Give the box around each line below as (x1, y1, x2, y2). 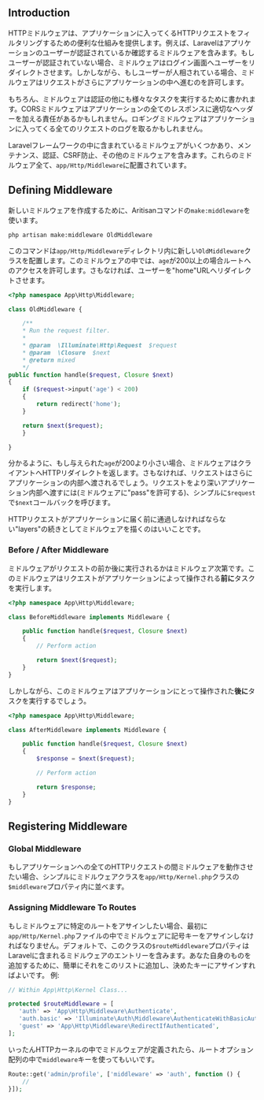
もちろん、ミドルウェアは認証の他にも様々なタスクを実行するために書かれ (8, 94, 249, 103)
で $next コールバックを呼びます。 (8, 498, 115, 507)
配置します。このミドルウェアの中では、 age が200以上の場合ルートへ (28, 255, 251, 265)
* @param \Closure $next (22, 348, 111, 357)
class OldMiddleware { (8, 305, 82, 314)
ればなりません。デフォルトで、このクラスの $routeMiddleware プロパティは (8, 941, 250, 950)
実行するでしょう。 (28, 696, 91, 705)
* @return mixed (22, 356, 76, 364)
